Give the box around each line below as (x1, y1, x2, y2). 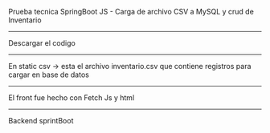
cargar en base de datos (8, 70, 90, 79)
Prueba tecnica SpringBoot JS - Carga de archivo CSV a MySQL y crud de (8, 7, 255, 16)
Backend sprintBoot (8, 116, 74, 125)
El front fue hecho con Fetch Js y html (8, 93, 135, 103)
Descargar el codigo (8, 38, 76, 47)
